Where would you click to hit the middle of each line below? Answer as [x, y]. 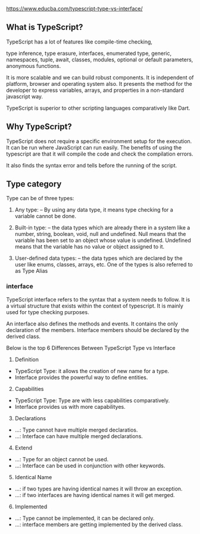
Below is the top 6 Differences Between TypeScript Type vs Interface [91, 347]
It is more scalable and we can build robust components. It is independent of [100, 77]
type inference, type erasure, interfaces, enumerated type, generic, [89, 53]
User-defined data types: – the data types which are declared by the [99, 258]
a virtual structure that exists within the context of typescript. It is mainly [95, 306]
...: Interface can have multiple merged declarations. [79, 436]
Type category [34, 184]
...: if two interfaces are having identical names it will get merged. [95, 495]
